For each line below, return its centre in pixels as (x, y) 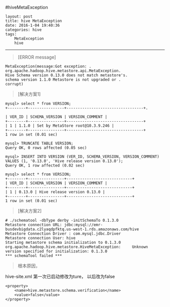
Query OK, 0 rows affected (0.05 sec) (46, 148)
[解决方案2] (30, 211)
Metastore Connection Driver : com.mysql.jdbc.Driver (63, 234)
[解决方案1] (29, 94)
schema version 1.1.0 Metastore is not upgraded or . (63, 80)
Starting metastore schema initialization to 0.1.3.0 (63, 242)
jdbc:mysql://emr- (83, 225)
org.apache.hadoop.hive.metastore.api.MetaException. (63, 71)
